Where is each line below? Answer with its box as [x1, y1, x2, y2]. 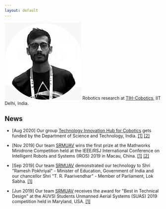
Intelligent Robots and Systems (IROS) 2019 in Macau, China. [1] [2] [11, 153, 150, 159]
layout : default [4, 8, 38, 13]
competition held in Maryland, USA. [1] [11, 199, 91, 205]
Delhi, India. [4, 100, 29, 106]
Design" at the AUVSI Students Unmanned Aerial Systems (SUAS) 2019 [11, 193, 158, 199]
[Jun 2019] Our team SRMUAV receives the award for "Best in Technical [11, 188, 159, 194]
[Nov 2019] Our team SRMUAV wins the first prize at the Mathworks [11, 143, 151, 149]
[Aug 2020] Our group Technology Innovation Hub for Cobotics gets [11, 128, 152, 134]
